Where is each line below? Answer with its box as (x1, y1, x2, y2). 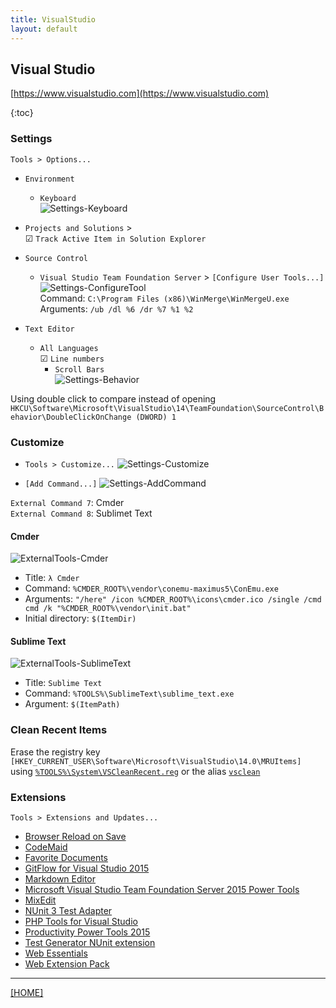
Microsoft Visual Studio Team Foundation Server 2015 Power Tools (24, 883, 300, 895)
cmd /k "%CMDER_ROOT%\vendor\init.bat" (24, 604, 192, 614)
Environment (24, 174, 75, 184)
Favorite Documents (24, 851, 109, 863)
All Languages (39, 343, 99, 353)
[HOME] (10, 986, 44, 998)
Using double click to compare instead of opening (10, 392, 217, 405)
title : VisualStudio (10, 14, 97, 25)
